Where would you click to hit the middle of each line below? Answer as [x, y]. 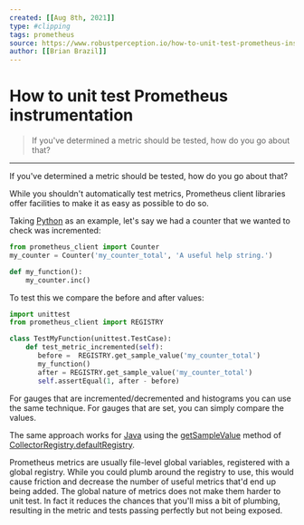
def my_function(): [46, 272]
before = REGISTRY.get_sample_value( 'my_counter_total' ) [149, 356]
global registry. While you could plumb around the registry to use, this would [152, 472]
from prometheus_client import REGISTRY [87, 322]
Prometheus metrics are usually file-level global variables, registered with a [150, 462]
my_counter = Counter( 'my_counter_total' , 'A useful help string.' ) [141, 255]
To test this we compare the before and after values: [107, 297]
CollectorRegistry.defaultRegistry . [72, 444]
